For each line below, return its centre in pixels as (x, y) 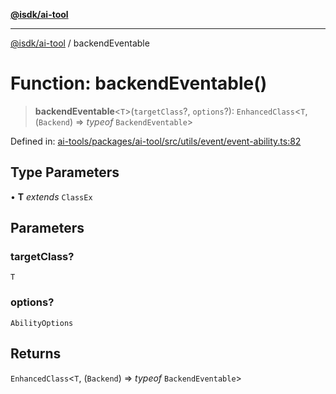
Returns (36, 354)
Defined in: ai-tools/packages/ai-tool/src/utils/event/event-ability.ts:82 (156, 141)
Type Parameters (65, 172)
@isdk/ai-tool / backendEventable (80, 43)
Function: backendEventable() (139, 83)
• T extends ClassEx (51, 196)
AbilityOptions (42, 323)
